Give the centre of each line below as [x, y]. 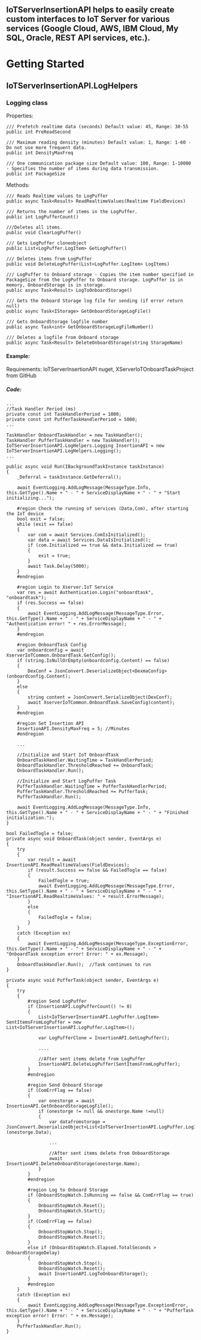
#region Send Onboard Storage [65, 1085]
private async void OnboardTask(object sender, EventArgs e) [84, 839]
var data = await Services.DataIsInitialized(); [89, 540]
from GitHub [22, 376]
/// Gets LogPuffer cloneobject [46, 243]
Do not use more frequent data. [46, 148]
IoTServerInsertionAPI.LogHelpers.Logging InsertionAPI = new [85, 446]
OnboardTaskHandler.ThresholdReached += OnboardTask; [85, 766]
